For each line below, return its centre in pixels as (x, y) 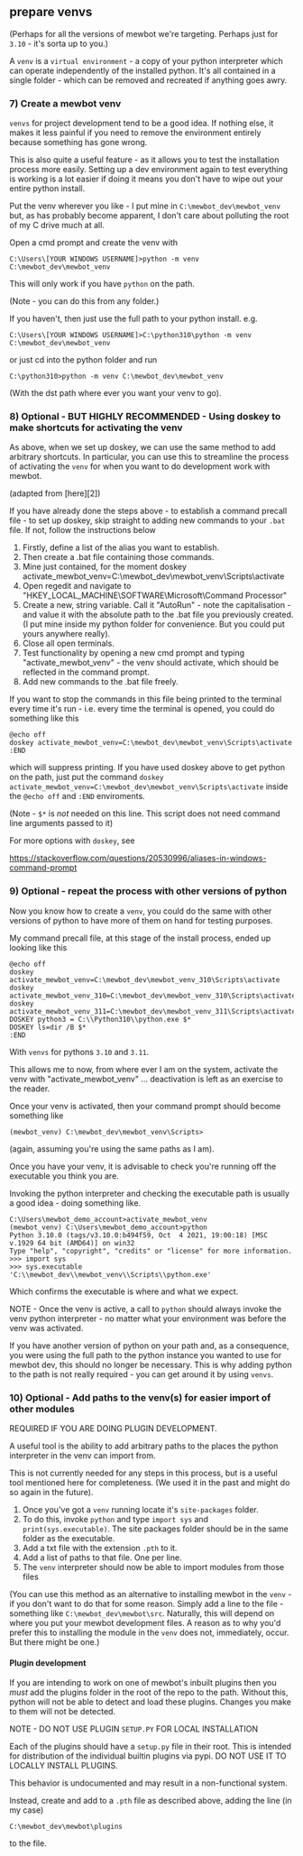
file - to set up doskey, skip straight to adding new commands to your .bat (147, 520)
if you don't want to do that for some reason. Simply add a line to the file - (147, 1603)
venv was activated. (46, 1328)
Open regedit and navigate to (77, 586)
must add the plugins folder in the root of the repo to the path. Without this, (149, 1693)
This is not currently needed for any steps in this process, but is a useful (143, 1473)
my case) (27, 1810)
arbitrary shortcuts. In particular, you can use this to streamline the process (149, 457)
